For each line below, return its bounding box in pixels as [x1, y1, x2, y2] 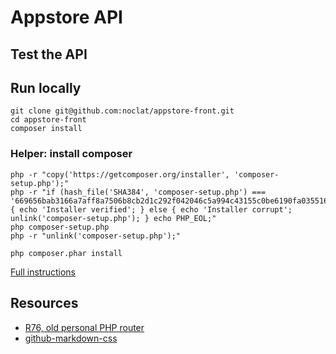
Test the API [10, 46, 88, 63]
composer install [10, 124, 83, 134]
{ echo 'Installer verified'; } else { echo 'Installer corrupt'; [10, 204, 293, 215]
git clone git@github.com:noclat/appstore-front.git [10, 106, 235, 116]
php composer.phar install [10, 248, 123, 258]
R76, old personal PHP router [24, 321, 145, 333]
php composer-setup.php [10, 222, 110, 232]
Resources [10, 295, 79, 312]
